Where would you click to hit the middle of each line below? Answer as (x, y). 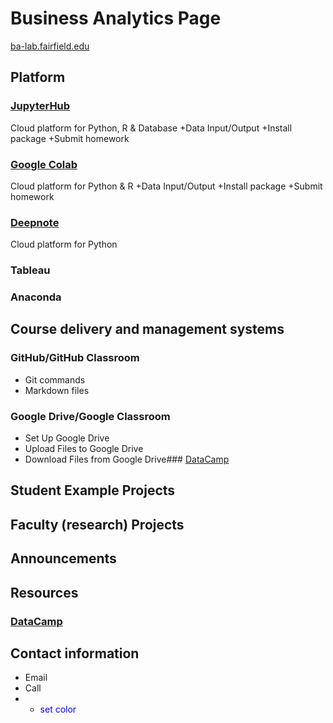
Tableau (30, 270)
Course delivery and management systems (147, 329)
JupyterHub (40, 106)
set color (58, 709)
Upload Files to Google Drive (84, 449)
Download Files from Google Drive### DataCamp (127, 459)
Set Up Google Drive (67, 438)
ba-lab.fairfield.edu (50, 46)
